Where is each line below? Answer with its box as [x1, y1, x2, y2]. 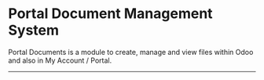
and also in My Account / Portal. [8, 56, 112, 65]
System [8, 21, 60, 39]
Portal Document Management [8, 5, 214, 23]
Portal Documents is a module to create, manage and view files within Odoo [8, 47, 254, 56]
